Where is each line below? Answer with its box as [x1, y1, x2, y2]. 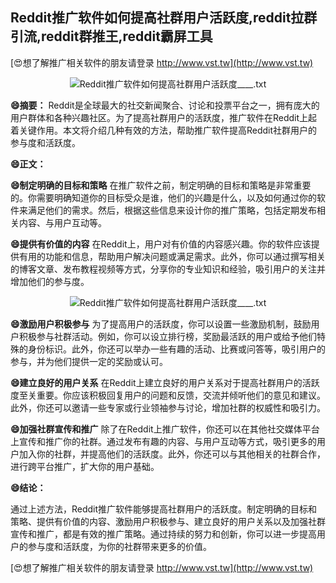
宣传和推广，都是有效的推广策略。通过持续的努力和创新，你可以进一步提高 [10, 528, 317, 540]
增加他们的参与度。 [10, 275, 90, 287]
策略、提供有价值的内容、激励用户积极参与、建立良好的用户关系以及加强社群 [10, 515, 326, 527]
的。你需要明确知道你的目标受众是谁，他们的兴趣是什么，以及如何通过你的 [10, 191, 317, 203]
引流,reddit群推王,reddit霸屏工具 [10, 28, 213, 45]
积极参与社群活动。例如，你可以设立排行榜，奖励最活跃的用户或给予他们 [18, 330, 317, 342]
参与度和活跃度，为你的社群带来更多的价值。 [27, 540, 212, 552]
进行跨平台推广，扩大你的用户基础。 [10, 460, 160, 472]
